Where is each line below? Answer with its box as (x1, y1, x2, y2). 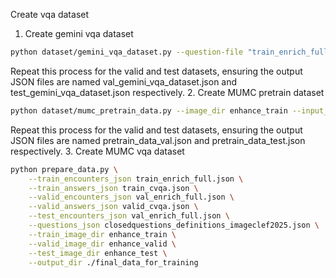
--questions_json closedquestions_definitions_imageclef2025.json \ (28, 220, 320, 230)
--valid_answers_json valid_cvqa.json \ (28, 202, 199, 212)
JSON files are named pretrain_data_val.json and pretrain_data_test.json (10, 134, 306, 146)
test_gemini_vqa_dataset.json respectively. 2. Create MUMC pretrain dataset (10, 86, 325, 98)
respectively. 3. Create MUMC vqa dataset (10, 145, 185, 157)
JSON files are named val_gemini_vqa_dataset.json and (10, 75, 238, 88)
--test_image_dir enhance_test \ (28, 248, 168, 258)
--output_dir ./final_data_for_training (28, 257, 199, 268)
